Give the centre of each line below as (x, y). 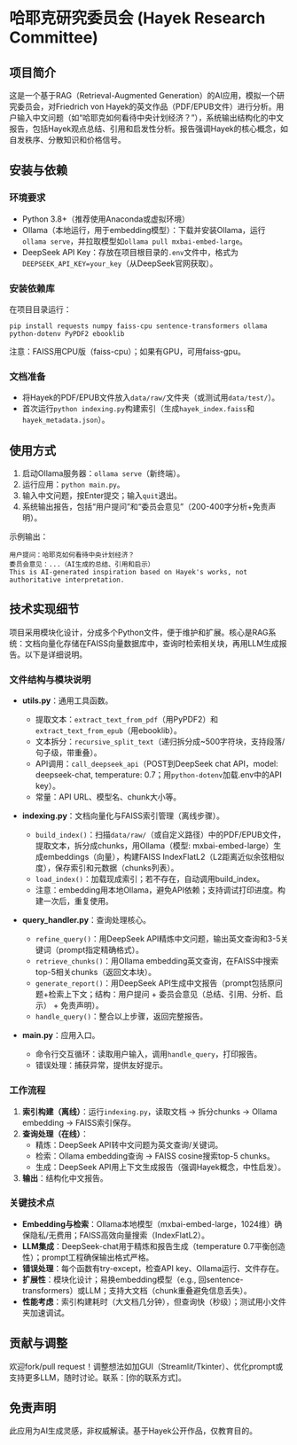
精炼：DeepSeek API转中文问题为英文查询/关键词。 (129, 1144)
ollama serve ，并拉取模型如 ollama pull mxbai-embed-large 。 (135, 241)
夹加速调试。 (45, 1312)
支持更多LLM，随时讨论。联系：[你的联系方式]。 (98, 1377)
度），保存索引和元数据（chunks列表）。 (107, 868)
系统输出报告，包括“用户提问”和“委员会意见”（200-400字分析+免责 (145, 507)
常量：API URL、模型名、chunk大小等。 (108, 797)
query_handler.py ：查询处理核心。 (86, 920)
